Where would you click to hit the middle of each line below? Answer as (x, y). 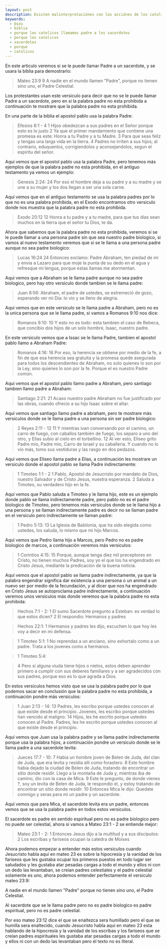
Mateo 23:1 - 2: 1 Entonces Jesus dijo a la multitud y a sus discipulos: (88, 834)
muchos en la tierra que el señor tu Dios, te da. (65, 222)
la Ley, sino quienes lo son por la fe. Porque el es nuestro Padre (83, 368)
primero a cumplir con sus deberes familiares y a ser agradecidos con (89, 671)
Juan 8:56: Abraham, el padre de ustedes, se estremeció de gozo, (85, 292)
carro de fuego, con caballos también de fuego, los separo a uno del (87, 433)
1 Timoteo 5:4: (32, 656)
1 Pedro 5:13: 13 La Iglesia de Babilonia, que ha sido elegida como (84, 525)
